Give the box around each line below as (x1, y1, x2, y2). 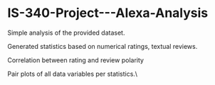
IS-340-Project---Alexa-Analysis (7, 5, 209, 21)
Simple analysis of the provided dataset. (7, 28, 125, 37)
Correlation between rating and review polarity (7, 55, 145, 64)
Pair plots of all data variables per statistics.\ (7, 69, 137, 78)
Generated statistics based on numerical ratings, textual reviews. (7, 42, 198, 50)
